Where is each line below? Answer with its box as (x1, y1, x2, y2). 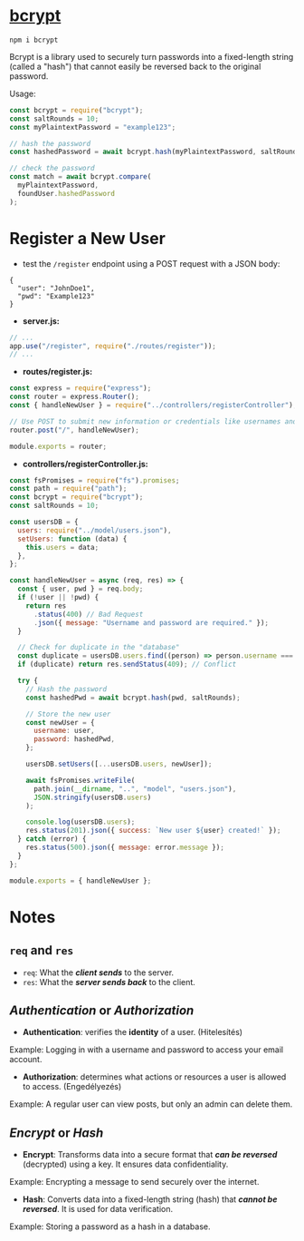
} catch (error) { (17, 835, 88, 844)
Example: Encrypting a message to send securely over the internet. (9, 1177, 260, 1187)
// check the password (9, 164, 95, 173)
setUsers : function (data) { (17, 534, 128, 543)
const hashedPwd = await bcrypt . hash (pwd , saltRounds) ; (25, 693, 242, 702)
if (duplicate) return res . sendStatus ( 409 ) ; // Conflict (17, 660, 237, 669)
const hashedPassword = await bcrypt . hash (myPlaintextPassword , (9, 147, 257, 157)
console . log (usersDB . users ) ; (25, 817, 136, 826)
